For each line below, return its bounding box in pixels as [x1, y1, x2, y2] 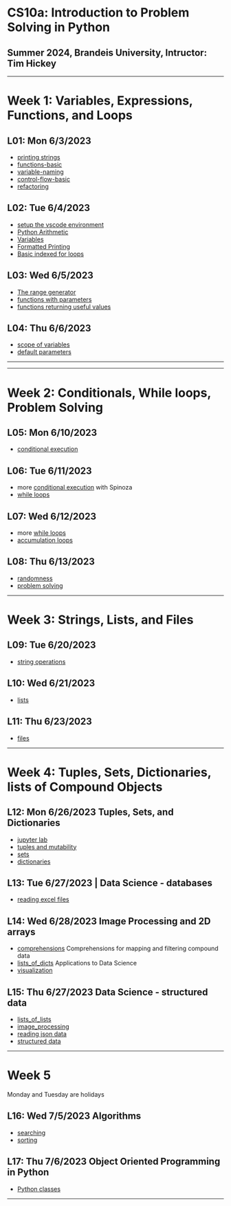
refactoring [16, 182, 49, 190]
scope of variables [16, 340, 70, 349]
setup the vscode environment [16, 220, 104, 228]
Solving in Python [7, 19, 110, 35]
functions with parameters [16, 295, 92, 303]
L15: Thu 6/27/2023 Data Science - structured [7, 986, 208, 998]
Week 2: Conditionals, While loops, [7, 385, 211, 400]
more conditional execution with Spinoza [16, 483, 133, 492]
